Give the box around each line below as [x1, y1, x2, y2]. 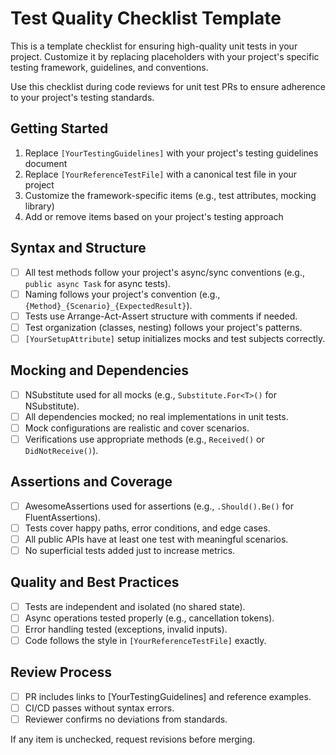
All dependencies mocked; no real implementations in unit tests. [24, 410, 289, 422]
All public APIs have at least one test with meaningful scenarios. [24, 533, 289, 545]
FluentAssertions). [24, 511, 101, 523]
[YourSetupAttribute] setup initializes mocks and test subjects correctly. [24, 332, 326, 344]
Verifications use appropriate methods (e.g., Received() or [24, 433, 265, 445]
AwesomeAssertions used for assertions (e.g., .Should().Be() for [24, 500, 294, 512]
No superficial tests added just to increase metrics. [24, 544, 236, 556]
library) [24, 200, 55, 212]
